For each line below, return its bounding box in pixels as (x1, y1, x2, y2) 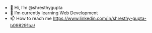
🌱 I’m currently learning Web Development (10, 10, 98, 16)
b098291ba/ (10, 23, 36, 28)
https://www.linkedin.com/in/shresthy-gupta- (52, 15, 147, 21)
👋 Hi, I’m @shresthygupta (10, 5, 63, 10)
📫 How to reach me (10, 15, 52, 21)
